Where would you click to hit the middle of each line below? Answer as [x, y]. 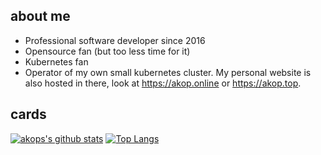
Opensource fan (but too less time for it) [107, 51]
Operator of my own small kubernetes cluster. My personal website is [168, 72]
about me [40, 16]
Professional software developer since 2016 [115, 40]
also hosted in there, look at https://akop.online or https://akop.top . [163, 83]
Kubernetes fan [56, 61]
